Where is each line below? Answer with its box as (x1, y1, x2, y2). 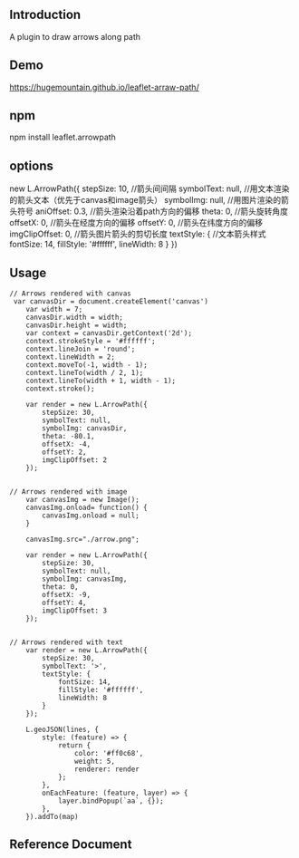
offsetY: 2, (42, 448, 88, 457)
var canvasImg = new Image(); (25, 496, 140, 505)
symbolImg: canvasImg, (42, 574, 128, 583)
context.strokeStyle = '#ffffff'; (25, 337, 156, 346)
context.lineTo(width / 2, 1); (25, 369, 144, 378)
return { (57, 741, 92, 750)
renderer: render (73, 765, 140, 774)
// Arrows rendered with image (9, 487, 128, 496)
